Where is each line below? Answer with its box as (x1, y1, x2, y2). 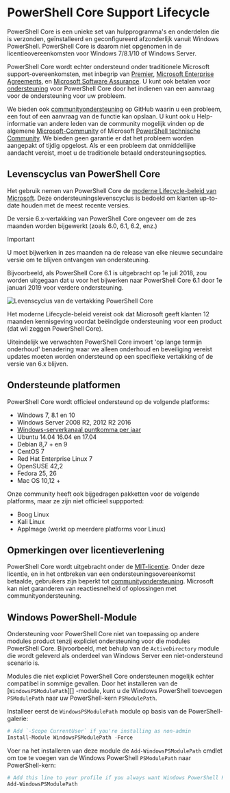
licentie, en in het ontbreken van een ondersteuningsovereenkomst (7, 570, 196, 578)
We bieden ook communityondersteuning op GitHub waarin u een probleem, (7, 105, 222, 113)
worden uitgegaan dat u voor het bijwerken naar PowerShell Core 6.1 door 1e (7, 276, 222, 284)
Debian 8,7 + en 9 (16, 440, 68, 448)
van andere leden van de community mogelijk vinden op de (37, 119, 205, 127)
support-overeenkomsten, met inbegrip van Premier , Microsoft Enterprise (7, 70, 214, 78)
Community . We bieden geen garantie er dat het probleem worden (7, 134, 194, 142)
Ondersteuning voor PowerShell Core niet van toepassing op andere (7, 630, 200, 638)
